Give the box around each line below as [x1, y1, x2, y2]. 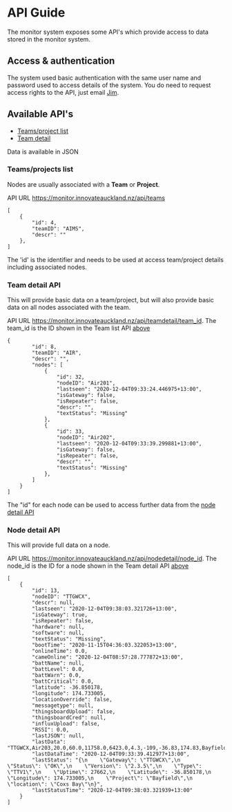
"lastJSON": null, [32, 732, 85, 739]
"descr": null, [32, 600, 76, 607]
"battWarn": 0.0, [32, 672, 81, 679]
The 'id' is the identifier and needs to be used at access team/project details [7, 255, 224, 264]
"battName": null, [32, 660, 85, 667]
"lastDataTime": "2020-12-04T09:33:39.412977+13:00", [32, 750, 190, 758]
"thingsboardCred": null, [32, 714, 107, 721]
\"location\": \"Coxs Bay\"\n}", [7, 781, 104, 788]
